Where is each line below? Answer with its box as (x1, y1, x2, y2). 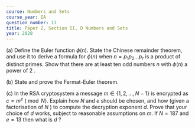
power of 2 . (6, 67, 36, 74)
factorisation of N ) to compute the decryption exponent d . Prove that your (6, 103, 187, 110)
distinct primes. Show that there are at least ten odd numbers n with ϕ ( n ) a (6, 60, 188, 68)
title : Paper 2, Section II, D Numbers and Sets (6, 25, 128, 31)
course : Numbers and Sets (6, 8, 70, 15)
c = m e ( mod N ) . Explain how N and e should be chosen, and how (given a (6, 96, 189, 104)
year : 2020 (6, 31, 33, 37)
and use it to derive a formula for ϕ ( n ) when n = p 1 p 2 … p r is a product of (6, 53, 181, 61)
